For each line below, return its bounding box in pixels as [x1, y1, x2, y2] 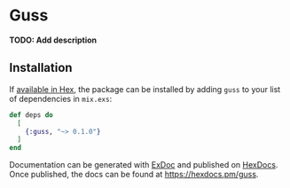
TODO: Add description [9, 35, 98, 45]
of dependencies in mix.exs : [9, 93, 113, 104]
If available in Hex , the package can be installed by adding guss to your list [9, 83, 281, 94]
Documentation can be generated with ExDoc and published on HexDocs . [9, 160, 278, 170]
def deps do [9, 110, 53, 120]
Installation [9, 60, 73, 75]
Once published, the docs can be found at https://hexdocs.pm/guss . [9, 169, 259, 180]
